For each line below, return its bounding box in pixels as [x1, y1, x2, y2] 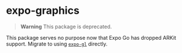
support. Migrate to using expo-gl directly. [6, 40, 108, 47]
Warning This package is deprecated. [20, 23, 112, 30]
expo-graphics [6, 4, 80, 17]
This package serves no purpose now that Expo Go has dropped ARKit [6, 34, 177, 41]
